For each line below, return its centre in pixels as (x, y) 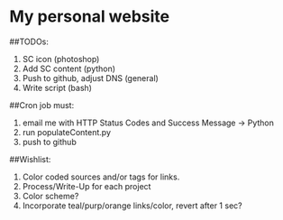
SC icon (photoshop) (61, 59)
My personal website (90, 17)
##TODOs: (29, 41)
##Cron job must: (42, 105)
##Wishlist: (30, 159)
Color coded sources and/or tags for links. (101, 177)
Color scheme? (50, 196)
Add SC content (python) (68, 69)
